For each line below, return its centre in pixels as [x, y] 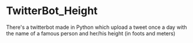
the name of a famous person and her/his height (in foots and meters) [91, 33]
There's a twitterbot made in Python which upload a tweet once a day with [97, 27]
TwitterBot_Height [52, 11]
